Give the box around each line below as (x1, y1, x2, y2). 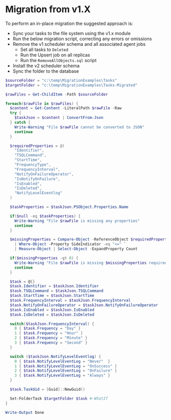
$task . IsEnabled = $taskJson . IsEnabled (10, 307, 95, 312)
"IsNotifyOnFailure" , (14, 176, 60, 182)
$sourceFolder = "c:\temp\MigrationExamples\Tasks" (5, 78, 117, 83)
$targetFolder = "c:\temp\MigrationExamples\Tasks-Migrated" (5, 82, 138, 87)
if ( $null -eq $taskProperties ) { (10, 214, 81, 219)
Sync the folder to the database (12, 68, 79, 74)
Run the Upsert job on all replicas (20, 52, 91, 58)
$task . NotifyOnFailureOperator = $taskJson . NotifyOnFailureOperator (10, 303, 158, 308)
